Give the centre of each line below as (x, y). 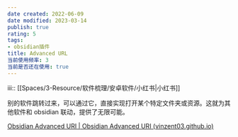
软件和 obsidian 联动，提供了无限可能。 (71, 111)
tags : (15, 40)
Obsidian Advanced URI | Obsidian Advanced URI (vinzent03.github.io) (110, 126)
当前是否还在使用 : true (38, 67)
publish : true (28, 27)
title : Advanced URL (38, 54)
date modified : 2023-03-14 (47, 21)
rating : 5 (22, 34)
